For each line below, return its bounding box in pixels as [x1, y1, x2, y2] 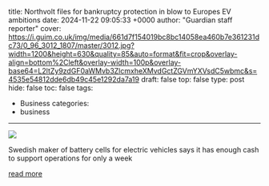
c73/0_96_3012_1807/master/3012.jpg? [8, 41, 134, 50]
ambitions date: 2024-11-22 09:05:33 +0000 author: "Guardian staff [8, 15, 233, 25]
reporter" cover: [8, 24, 62, 33]
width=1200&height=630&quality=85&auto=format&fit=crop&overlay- [8, 49, 238, 58]
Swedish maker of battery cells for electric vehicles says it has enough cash [8, 145, 259, 154]
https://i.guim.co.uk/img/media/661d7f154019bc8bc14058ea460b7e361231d [8, 32, 260, 42]
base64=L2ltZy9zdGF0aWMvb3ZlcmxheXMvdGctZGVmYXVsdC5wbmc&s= [8, 66, 258, 75]
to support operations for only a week [8, 153, 133, 163]
